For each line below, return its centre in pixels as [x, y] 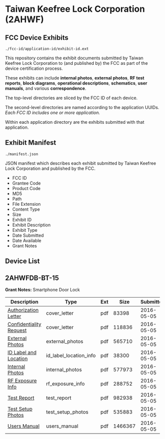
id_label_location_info [71, 356]
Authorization [23, 310]
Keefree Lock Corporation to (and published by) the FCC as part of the [77, 63]
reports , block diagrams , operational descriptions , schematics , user [76, 83]
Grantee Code [26, 183]
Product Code [26, 188]
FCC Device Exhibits [37, 38]
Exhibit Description [31, 225]
